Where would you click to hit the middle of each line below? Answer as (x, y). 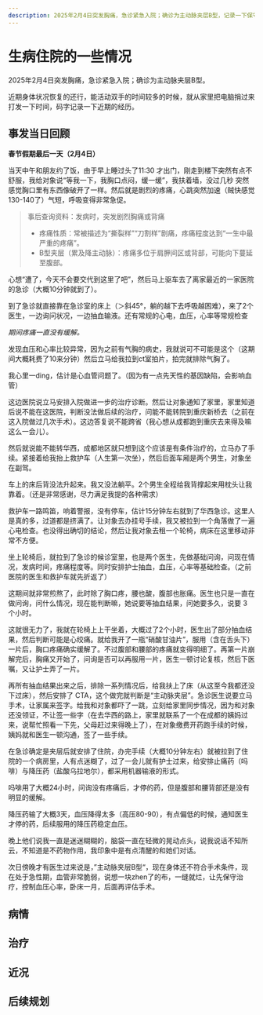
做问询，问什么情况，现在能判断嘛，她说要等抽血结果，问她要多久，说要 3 (128, 603)
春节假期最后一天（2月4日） (54, 154)
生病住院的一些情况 (70, 57)
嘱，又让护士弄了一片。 (46, 669)
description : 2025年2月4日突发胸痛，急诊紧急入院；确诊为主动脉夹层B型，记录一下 (128, 15)
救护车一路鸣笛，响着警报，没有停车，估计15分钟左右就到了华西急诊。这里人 (131, 511)
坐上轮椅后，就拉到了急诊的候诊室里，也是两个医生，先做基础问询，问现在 (128, 557)
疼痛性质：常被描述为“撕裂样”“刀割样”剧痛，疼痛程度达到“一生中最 (146, 233)
